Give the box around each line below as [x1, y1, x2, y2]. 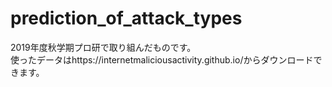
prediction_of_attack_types [10, 7, 243, 30]
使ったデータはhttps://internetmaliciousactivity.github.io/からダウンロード [10, 53, 314, 66]
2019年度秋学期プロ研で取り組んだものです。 [10, 41, 197, 53]
